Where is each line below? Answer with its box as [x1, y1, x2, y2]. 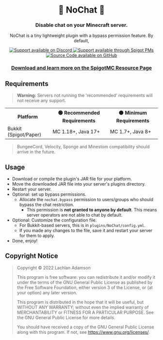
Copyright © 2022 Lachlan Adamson [16, 265, 91, 271]
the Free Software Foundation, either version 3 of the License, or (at [16, 284, 153, 290]
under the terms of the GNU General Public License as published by [16, 279, 153, 285]
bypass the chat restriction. [19, 202, 74, 208]
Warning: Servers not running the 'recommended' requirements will [16, 92, 153, 99]
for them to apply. [19, 233, 55, 238]
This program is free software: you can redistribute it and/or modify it [16, 274, 156, 280]
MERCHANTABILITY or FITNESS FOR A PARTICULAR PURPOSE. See [16, 309, 154, 315]
